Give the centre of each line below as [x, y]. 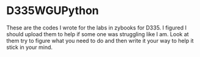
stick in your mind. [30, 47]
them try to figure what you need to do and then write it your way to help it [100, 40]
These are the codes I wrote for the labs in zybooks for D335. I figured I [96, 28]
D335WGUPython [53, 11]
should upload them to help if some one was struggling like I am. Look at [98, 34]
